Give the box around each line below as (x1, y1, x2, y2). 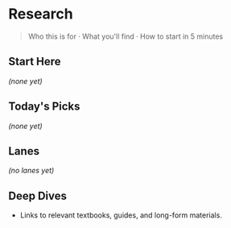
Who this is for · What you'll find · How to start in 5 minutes (27, 31, 224, 41)
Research (8, 5, 74, 23)
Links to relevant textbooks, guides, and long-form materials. (19, 210, 223, 220)
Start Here (8, 55, 62, 68)
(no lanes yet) (8, 166, 55, 176)
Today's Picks (8, 100, 80, 114)
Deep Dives (8, 189, 67, 202)
